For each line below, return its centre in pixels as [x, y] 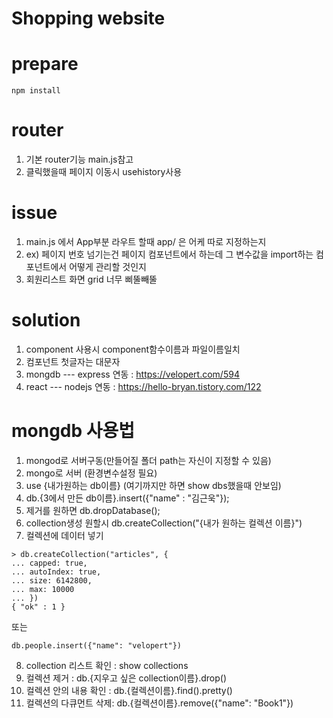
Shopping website [88, 18]
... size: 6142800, [52, 580]
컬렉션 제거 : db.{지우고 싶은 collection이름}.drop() [126, 678]
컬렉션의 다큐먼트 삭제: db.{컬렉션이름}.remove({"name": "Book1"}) [159, 703]
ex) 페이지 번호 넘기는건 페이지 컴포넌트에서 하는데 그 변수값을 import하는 [169, 254]
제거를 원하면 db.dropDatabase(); [93, 510]
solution [46, 320]
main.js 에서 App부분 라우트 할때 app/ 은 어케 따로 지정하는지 [146, 241]
